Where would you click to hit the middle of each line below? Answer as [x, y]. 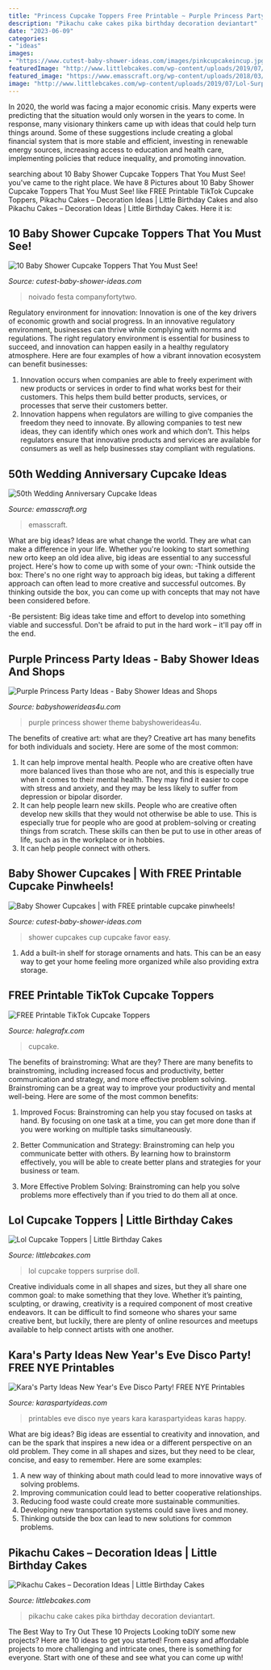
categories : [28, 38]
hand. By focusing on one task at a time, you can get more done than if [138, 1120]
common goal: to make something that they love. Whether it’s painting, [125, 1296]
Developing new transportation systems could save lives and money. [134, 1510]
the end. [22, 634]
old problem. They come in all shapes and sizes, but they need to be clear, [132, 1452]
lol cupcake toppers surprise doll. [83, 1271]
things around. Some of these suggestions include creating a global [121, 132]
